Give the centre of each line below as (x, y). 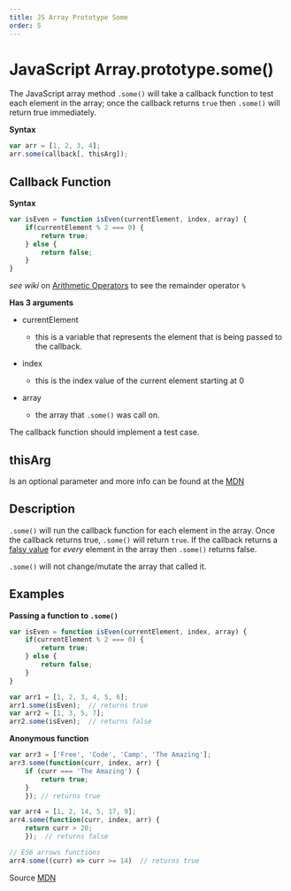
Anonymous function (49, 739)
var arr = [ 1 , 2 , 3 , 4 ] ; (55, 146)
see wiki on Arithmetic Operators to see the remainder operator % (127, 286)
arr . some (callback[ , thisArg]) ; (69, 154)
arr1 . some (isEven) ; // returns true (79, 705)
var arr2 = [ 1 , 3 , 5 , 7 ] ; (57, 713)
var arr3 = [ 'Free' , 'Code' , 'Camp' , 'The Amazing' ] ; (111, 755)
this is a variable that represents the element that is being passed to (159, 337)
